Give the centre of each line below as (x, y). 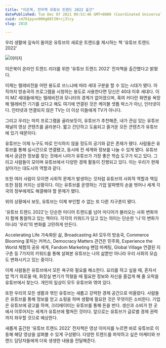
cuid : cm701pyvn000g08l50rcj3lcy (40, 19)
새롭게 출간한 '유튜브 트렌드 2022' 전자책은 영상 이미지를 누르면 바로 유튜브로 (80, 328)
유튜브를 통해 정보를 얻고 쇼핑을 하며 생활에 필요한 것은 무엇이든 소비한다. (81, 299)
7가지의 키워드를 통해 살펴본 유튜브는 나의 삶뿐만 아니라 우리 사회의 (84, 254)
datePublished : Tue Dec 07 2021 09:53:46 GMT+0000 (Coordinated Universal (84, 14)
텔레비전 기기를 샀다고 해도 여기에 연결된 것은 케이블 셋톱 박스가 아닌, (77, 104)
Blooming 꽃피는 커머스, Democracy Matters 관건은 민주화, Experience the (79, 241)
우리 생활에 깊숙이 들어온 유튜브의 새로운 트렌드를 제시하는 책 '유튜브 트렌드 (78, 43)
